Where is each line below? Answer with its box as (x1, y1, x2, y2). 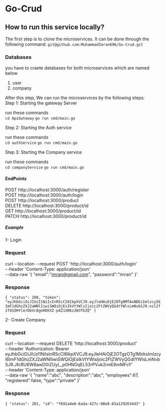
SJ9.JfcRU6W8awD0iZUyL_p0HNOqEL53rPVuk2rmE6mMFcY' (5, 362, 133, 368)
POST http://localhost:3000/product (5, 197, 79, 203)
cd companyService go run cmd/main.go (5, 165, 84, 170)
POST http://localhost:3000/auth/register (5, 187, 89, 193)
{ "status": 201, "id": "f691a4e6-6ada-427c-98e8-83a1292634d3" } (5, 401, 145, 406)
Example (5, 224, 24, 230)
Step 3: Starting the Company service (5, 149, 82, 155)
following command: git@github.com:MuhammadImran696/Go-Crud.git (5, 41, 144, 47)
